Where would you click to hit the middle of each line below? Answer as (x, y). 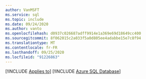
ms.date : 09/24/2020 (27, 24)
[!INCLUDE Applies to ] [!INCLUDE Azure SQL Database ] (63, 71)
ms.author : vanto (23, 29)
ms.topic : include (25, 19)
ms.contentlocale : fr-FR (31, 48)
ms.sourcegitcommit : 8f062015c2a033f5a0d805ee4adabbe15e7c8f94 (73, 38)
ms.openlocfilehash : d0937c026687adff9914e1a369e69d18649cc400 (73, 33)
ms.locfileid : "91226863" (32, 57)
